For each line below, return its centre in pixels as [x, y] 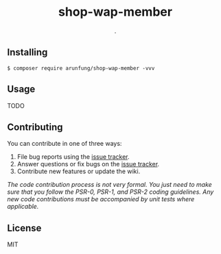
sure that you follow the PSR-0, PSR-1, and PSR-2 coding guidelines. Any [110, 192]
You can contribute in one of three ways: [65, 144]
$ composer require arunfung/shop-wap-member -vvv [81, 68]
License [24, 228]
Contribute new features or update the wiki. [79, 171]
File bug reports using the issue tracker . [73, 157]
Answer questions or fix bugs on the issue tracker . [88, 164]
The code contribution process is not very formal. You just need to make [110, 185]
